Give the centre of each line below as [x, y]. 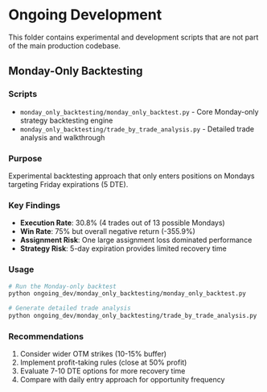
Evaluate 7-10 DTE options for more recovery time [103, 371]
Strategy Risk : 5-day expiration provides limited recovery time [123, 248]
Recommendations [46, 336]
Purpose [25, 158]
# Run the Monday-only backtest [62, 286]
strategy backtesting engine [66, 120]
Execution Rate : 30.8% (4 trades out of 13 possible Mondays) [122, 223]
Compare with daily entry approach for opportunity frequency [122, 380]
